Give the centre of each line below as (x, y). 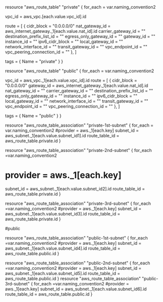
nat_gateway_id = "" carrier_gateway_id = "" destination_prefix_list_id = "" (79, 91)
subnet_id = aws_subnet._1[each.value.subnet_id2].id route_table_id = (75, 189)
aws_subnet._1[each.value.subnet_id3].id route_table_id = (63, 214)
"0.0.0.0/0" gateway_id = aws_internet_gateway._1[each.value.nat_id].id (77, 86)
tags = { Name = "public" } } (33, 116)
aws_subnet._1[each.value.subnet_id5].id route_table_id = (63, 273)
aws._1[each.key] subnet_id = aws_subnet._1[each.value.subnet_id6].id (76, 289)
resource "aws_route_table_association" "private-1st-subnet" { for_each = (79, 125)
